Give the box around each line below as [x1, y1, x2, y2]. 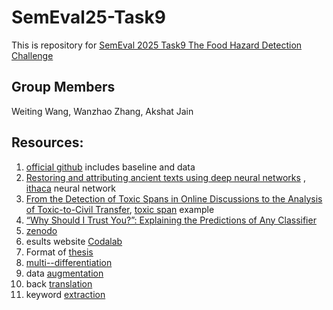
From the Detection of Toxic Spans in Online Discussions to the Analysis [25, 192, 323, 205]
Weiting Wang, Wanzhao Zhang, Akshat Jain [11, 105, 194, 117]
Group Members [11, 79, 116, 96]
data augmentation [25, 267, 104, 279]
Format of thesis [25, 246, 94, 258]
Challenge [11, 49, 54, 61]
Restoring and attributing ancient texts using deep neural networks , [25, 171, 306, 183]
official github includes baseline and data [25, 161, 196, 173]
